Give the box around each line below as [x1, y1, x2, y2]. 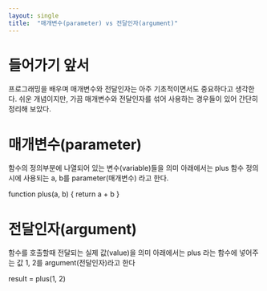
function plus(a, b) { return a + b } [8, 189, 120, 199]
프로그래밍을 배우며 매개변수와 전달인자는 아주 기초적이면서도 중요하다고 [8, 84, 234, 94]
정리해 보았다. [8, 104, 52, 114]
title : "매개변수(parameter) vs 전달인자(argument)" [8, 19, 179, 27]
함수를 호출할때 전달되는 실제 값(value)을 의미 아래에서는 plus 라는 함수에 [8, 248, 238, 257]
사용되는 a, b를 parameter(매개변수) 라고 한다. [22, 173, 169, 183]
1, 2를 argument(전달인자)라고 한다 [25, 258, 136, 268]
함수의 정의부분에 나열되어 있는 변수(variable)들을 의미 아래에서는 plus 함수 [8, 164, 245, 173]
